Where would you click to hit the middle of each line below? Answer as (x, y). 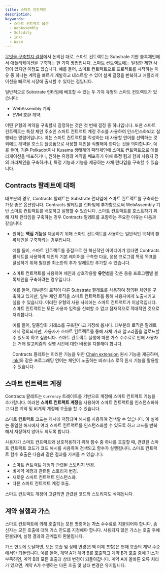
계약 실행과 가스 (28, 511)
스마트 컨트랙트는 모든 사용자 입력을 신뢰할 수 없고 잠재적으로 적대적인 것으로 (86, 308)
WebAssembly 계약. (32, 108)
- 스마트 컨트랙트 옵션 (29, 23)
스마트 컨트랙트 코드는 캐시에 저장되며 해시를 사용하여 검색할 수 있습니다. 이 (77, 419)
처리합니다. (23, 314)
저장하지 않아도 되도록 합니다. (42, 432)
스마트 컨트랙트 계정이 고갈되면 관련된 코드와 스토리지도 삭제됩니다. (69, 494)
